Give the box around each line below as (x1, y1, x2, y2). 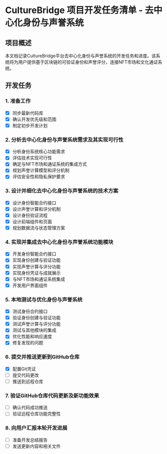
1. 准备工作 (5, 98, 31, 105)
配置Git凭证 (12, 366, 36, 372)
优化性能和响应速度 (12, 333, 52, 339)
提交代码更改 (12, 372, 39, 378)
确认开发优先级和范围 (12, 116, 56, 122)
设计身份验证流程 (12, 212, 48, 218)
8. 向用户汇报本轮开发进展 (5, 424, 68, 431)
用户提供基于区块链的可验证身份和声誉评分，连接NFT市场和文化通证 (18, 59, 158, 65)
